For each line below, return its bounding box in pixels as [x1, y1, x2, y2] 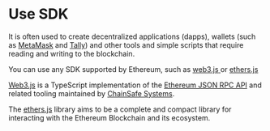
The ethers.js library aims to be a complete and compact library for [8, 104, 232, 114]
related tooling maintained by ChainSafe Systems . [8, 88, 175, 98]
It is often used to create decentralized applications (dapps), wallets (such [8, 32, 256, 41]
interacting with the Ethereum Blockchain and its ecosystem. [8, 112, 211, 122]
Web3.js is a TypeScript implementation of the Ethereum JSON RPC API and [8, 80, 262, 90]
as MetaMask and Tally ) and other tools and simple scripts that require [8, 40, 244, 49]
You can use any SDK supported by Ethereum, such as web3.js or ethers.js [8, 64, 259, 74]
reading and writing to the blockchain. [8, 49, 135, 58]
